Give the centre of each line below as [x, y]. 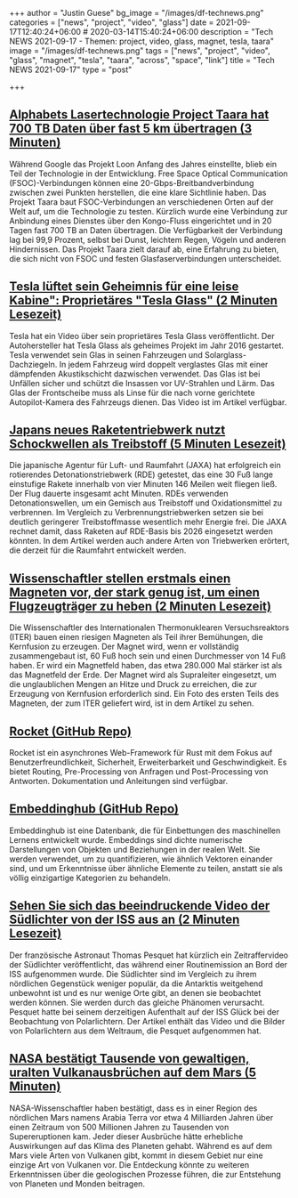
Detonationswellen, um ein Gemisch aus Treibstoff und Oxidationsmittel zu [146, 503]
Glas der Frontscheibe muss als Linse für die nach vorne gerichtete [132, 393]
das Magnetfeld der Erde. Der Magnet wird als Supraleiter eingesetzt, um [143, 675]
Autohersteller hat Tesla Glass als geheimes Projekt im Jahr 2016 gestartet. [147, 345]
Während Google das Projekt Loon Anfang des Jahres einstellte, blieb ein [143, 164]
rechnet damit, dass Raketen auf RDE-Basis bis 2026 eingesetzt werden [141, 531]
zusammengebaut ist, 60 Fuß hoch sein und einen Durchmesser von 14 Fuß [148, 656]
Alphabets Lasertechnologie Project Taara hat [139, 115]
